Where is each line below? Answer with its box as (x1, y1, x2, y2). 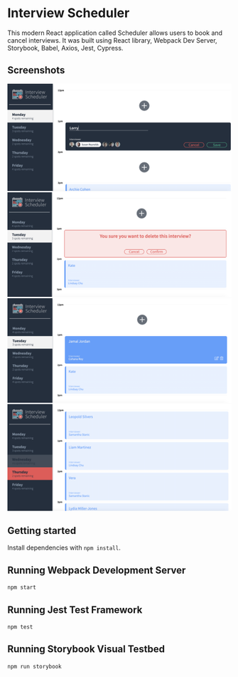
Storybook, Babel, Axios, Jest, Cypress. (7, 43, 124, 52)
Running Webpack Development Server (7, 564, 186, 576)
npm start (7, 584, 37, 592)
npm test (7, 623, 33, 631)
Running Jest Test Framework (7, 604, 143, 616)
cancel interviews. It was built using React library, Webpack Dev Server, (7, 36, 218, 44)
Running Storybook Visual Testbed (7, 643, 166, 656)
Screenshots (7, 64, 65, 76)
